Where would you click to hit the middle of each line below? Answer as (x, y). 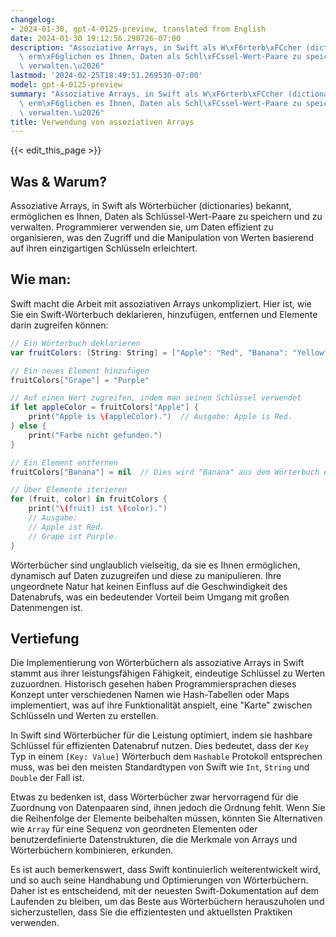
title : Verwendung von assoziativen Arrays (102, 122)
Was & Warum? (58, 181)
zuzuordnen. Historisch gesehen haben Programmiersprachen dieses (153, 684)
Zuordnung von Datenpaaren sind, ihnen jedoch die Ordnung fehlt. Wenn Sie (168, 808)
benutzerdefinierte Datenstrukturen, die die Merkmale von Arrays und (154, 840)
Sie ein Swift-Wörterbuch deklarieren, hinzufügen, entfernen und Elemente (164, 314)
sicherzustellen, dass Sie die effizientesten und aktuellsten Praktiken (151, 912)
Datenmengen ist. (46, 607)
